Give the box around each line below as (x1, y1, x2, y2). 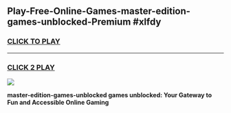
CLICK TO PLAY (7, 37, 60, 47)
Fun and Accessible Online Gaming (7, 98, 109, 106)
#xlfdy (133, 16, 162, 28)
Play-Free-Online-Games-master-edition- (7, 5, 191, 17)
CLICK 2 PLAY (7, 62, 55, 72)
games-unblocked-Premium (7, 16, 131, 28)
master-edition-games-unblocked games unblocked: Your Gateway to (7, 90, 212, 99)
